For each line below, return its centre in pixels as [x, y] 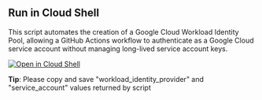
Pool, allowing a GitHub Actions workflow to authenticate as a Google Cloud [131, 40]
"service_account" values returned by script [79, 87]
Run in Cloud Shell [54, 13]
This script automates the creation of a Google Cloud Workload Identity [124, 31]
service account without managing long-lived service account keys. [118, 48]
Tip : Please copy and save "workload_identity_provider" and [106, 79]
